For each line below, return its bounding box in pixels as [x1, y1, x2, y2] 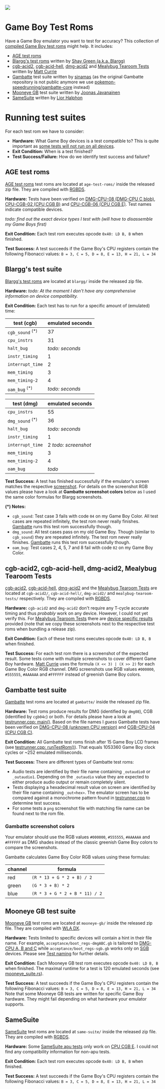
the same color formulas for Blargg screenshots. [5, 494, 103, 500]
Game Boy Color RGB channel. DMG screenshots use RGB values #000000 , [5, 666, 155, 672]
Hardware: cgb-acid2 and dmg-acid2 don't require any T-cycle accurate [5, 605, 149, 611]
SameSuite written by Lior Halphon [12, 94, 83, 101]
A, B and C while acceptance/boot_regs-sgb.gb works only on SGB [15, 945, 149, 951]
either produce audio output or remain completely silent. [12, 779, 126, 785]
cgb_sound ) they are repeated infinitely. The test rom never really [12, 534, 142, 540]
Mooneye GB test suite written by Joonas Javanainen [12, 89, 120, 95]
